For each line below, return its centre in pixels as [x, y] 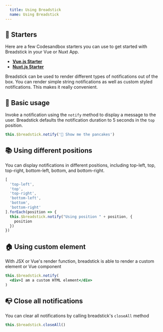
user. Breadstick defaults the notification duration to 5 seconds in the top [80, 120]
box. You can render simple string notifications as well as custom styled [79, 82]
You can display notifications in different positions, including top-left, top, [81, 165]
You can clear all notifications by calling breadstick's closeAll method [77, 316]
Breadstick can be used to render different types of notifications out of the [82, 77]
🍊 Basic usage [27, 103]
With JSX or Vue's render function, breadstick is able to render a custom [80, 261]
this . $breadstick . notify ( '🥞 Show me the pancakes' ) [60, 135]
